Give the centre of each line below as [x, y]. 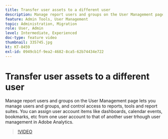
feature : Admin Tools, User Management [47, 19]
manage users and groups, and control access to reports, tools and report [81, 106]
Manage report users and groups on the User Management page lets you [80, 101]
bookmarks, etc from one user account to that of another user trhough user [83, 117]
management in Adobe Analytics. [39, 122]
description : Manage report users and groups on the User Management [79, 14]
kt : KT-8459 [17, 47]
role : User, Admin [24, 28]
